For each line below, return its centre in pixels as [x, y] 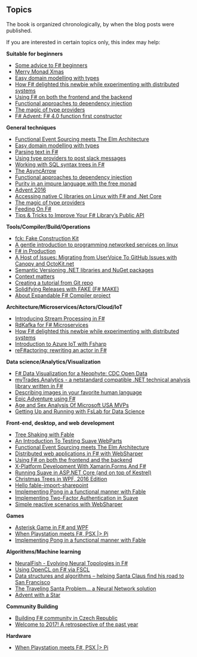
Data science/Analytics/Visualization [53, 362]
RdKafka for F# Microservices [51, 325]
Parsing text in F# [36, 152]
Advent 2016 [30, 190]
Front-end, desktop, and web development [60, 422]
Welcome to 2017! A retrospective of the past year [76, 624]
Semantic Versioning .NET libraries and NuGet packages [84, 270]
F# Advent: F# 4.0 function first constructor [68, 116]
